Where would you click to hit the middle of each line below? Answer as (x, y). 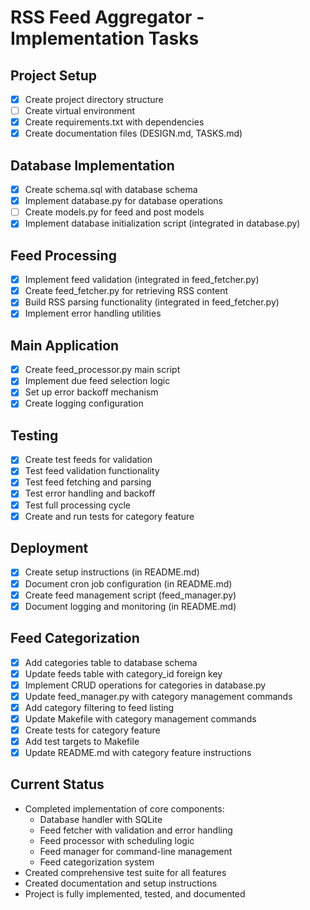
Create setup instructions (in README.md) (112, 572)
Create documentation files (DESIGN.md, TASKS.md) (133, 133)
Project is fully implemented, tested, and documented (135, 893)
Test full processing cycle (77, 505)
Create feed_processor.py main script (102, 370)
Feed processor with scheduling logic (117, 840)
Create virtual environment (80, 111)
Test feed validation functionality (92, 471)
